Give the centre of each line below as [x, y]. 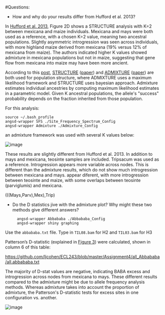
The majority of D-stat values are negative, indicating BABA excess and [78, 271]
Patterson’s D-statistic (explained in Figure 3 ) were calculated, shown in [78, 242]
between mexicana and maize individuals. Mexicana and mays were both [79, 31]
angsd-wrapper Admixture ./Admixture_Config [51, 126]
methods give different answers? [46, 210]
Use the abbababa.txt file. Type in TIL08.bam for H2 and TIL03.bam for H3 [79, 232]
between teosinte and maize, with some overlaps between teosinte [73, 180]
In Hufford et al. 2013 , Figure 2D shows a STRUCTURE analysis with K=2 [79, 26]
